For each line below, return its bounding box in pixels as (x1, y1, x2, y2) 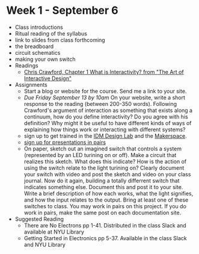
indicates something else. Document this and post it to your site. (23, 183, 183, 190)
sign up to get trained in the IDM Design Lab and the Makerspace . (23, 132, 188, 139)
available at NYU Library (23, 228, 84, 235)
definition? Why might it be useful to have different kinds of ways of (23, 119, 192, 126)
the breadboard (14, 43, 54, 50)
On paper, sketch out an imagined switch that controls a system (23, 145, 182, 152)
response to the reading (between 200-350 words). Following (23, 100, 177, 107)
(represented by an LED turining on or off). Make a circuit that (23, 151, 177, 158)
